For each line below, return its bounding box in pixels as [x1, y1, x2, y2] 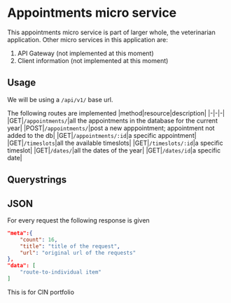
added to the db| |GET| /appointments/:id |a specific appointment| [7, 131, 197, 139]
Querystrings [7, 174, 67, 186]
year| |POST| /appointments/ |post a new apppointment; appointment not [7, 124, 215, 132]
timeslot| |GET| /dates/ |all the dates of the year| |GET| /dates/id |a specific [7, 146, 221, 155]
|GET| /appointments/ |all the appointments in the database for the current [7, 116, 218, 125]
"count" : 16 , [20, 236, 58, 243]
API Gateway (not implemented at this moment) [17, 49, 154, 57]
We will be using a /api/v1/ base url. [7, 95, 113, 104]
